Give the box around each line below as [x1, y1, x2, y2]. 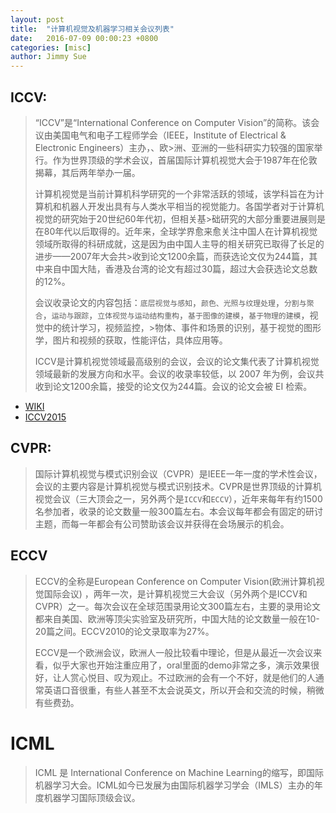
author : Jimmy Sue [10, 52, 87, 62]
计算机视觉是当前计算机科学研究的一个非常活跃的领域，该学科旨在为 [34, 187, 316, 200]
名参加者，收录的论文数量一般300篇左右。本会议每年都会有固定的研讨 [34, 505, 324, 517]
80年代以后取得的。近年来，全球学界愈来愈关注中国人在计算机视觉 [43, 225, 318, 237]
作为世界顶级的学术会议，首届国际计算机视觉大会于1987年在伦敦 [52, 154, 318, 166]
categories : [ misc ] [10, 42, 92, 53]
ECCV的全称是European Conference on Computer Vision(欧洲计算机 [34, 575, 317, 587]
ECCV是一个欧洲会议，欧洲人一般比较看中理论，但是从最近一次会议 [34, 646, 314, 658]
